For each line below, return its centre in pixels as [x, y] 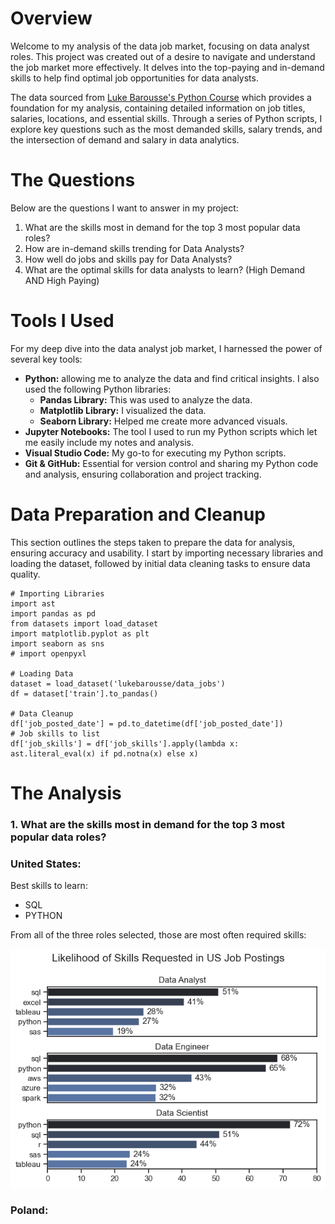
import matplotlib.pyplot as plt [80, 633]
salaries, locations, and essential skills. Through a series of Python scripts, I [166, 118]
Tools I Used [62, 321]
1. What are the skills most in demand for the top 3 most [148, 824]
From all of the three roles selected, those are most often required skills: [158, 935]
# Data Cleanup [42, 713]
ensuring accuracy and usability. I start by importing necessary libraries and [167, 553]
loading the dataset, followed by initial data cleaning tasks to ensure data [160, 563]
